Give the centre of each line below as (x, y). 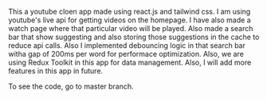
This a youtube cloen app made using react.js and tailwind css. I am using (130, 12)
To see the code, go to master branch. (71, 86)
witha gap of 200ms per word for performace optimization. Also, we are (126, 54)
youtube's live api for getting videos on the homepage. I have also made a (130, 20)
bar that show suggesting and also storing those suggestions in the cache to (134, 37)
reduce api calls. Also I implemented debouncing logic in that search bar (127, 46)
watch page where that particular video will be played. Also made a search (131, 28)
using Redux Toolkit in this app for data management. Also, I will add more (130, 62)
